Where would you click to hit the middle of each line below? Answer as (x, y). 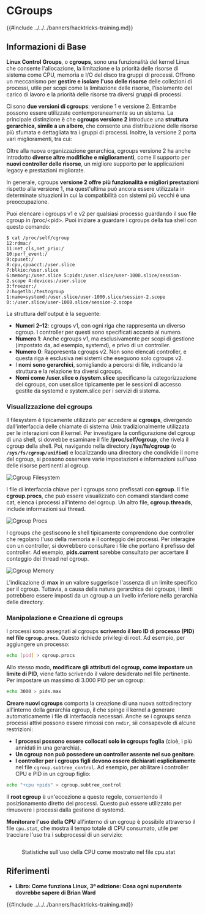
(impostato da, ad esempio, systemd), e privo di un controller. (93, 345)
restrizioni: (20, 729)
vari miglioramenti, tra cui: (39, 139)
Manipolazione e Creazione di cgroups (65, 618)
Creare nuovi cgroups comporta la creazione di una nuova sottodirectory (99, 704)
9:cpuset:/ (20, 259)
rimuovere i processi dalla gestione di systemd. (66, 810)
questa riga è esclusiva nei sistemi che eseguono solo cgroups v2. (99, 358)
